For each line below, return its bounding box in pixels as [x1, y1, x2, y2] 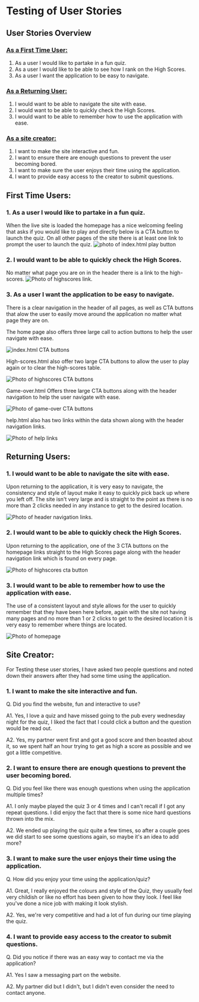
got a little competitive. [6, 749, 62, 756]
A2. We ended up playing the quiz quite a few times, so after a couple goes [6, 827, 190, 834]
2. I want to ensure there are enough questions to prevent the [6, 764, 186, 773]
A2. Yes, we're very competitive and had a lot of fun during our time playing [6, 911, 191, 919]
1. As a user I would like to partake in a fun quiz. [6, 208, 146, 216]
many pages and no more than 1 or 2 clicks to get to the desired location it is [6, 615, 193, 622]
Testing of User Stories [6, 4, 122, 18]
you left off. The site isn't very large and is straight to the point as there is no [6, 496, 193, 503]
